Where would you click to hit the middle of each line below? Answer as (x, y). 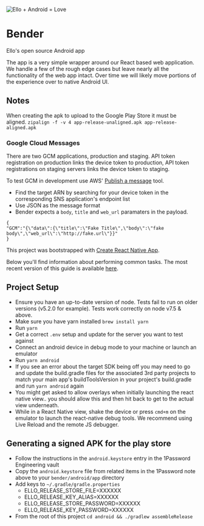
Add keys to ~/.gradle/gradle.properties (67, 484)
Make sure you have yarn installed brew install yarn (82, 321)
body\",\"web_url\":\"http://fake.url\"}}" (62, 234)
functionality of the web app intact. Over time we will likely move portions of (101, 75)
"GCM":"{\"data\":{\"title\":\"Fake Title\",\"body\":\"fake (85, 228)
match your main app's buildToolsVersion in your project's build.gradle (103, 379)
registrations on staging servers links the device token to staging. (88, 169)
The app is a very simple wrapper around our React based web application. (100, 62)
